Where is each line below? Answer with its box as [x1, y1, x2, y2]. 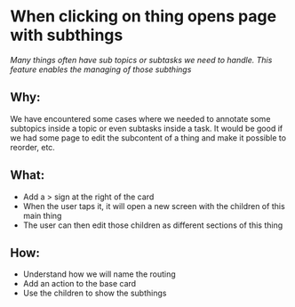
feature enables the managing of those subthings [10, 64, 192, 75]
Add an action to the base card [22, 279, 137, 289]
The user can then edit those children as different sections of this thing [22, 220, 283, 230]
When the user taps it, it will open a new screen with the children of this [22, 200, 285, 211]
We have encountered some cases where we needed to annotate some [10, 113, 271, 124]
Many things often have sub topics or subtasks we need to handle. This [10, 54, 273, 65]
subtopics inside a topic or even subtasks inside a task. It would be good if [10, 123, 283, 133]
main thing [22, 210, 62, 221]
